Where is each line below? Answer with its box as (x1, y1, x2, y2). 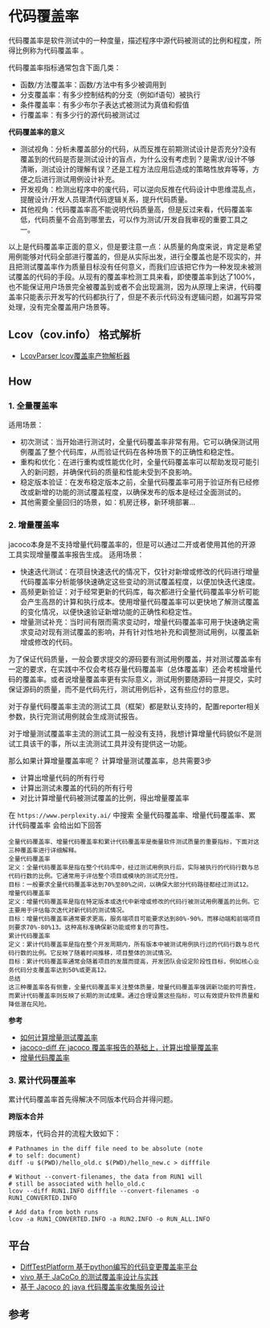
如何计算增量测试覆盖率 (19, 1032, 98, 1042)
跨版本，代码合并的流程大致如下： (8, 1128, 121, 1139)
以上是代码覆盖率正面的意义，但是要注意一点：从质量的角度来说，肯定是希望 (8, 241, 262, 251)
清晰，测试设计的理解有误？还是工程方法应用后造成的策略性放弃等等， (19, 164, 253, 174)
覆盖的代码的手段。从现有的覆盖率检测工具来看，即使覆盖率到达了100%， (14, 271, 260, 282)
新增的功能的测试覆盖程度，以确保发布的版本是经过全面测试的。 (34, 488, 246, 497)
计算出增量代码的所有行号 (19, 773, 105, 782)
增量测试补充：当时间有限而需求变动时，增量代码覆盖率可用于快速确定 (19, 617, 253, 626)
